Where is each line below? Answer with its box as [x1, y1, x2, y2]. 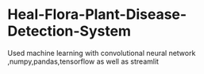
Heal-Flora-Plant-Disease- [7, 6, 187, 24]
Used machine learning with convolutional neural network [7, 48, 196, 57]
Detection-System [7, 22, 132, 40]
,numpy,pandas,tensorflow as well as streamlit [7, 57, 160, 66]
